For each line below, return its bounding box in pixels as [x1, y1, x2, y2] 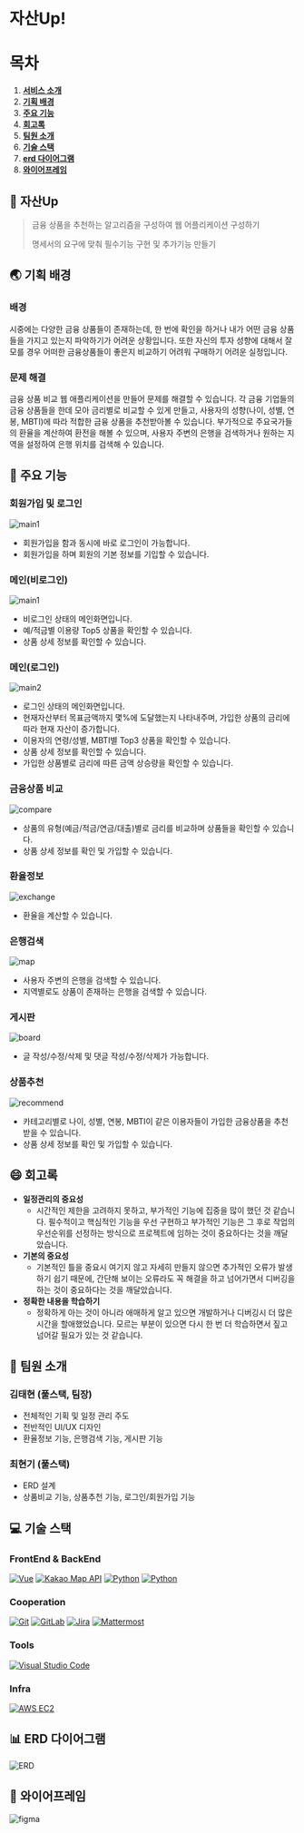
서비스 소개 [22, 85, 62, 96]
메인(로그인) [9, 661, 60, 673]
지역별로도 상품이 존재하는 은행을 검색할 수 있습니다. [22, 986, 207, 997]
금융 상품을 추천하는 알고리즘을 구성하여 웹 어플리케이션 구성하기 [31, 219, 260, 230]
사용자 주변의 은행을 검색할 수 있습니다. [22, 975, 162, 985]
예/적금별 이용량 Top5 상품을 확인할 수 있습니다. [22, 624, 192, 635]
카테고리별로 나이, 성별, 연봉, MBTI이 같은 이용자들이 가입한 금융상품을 [22, 1115, 272, 1126]
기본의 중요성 [22, 1250, 70, 1261]
